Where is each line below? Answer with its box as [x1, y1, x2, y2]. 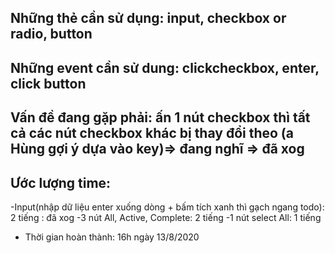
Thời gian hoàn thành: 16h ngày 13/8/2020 [24, 231, 200, 243]
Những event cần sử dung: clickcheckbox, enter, [10, 59, 320, 76]
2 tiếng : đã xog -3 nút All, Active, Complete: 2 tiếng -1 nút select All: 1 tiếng [10, 211, 322, 223]
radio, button [10, 26, 93, 43]
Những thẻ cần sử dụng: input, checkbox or [10, 10, 287, 27]
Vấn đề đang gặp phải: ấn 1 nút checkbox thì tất [10, 109, 311, 126]
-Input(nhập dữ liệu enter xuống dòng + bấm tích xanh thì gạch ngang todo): [10, 201, 325, 213]
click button [10, 75, 87, 92]
